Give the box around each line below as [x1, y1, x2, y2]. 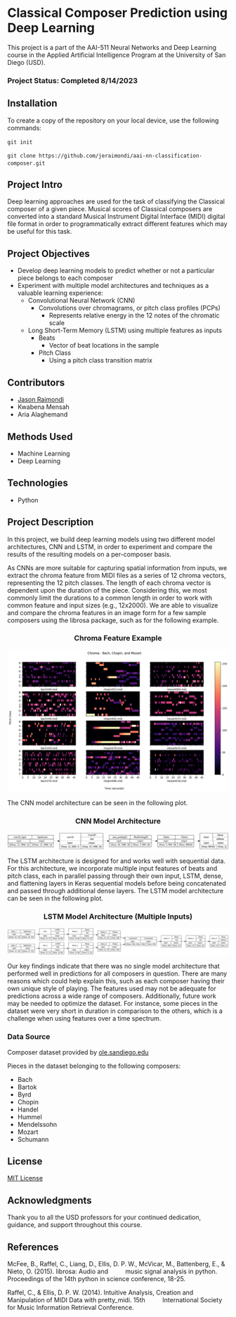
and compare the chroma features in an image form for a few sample [7, 608, 206, 617]
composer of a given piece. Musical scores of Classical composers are [7, 205, 213, 213]
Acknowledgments [7, 1195, 93, 1206]
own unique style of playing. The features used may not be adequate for [7, 984, 216, 993]
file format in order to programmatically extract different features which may [7, 220, 228, 228]
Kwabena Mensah [17, 403, 70, 411]
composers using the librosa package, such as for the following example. [7, 616, 219, 624]
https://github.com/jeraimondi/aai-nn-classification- [38, 152, 202, 159]
